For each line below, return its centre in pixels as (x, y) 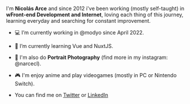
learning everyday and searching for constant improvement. (79, 21)
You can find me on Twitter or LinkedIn (61, 95)
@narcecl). (28, 63)
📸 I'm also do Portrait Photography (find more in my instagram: (91, 57)
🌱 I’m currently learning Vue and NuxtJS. (64, 46)
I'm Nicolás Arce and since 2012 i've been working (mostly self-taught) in (95, 8)
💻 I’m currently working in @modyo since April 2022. (79, 32)
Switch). (25, 84)
